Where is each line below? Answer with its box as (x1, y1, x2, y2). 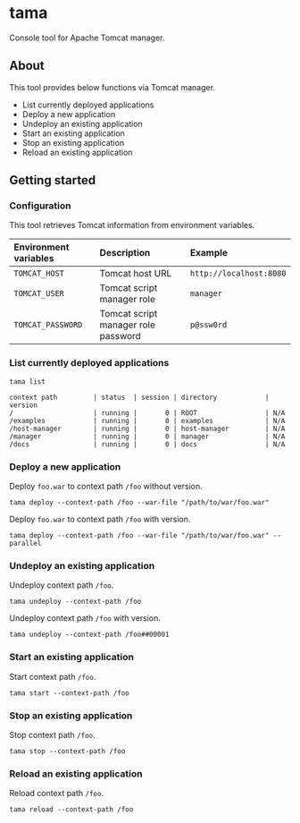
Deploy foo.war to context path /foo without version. (9, 481, 203, 492)
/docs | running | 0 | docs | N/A (9, 439, 286, 449)
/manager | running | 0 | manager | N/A (9, 432, 286, 441)
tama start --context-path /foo (9, 688, 129, 698)
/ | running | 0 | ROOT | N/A (9, 408, 286, 418)
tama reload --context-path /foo (9, 805, 134, 814)
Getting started (9, 173, 96, 188)
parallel (9, 539, 42, 548)
